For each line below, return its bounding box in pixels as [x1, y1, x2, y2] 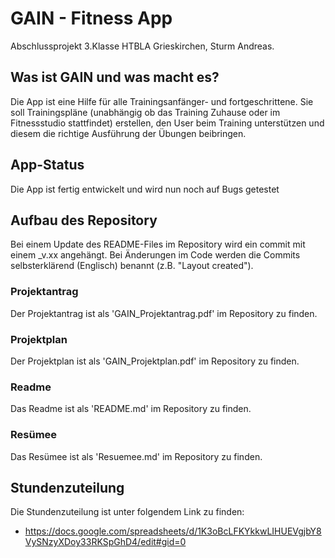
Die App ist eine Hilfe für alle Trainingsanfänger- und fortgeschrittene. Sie [10, 95, 314, 107]
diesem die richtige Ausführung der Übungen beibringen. [10, 127, 247, 139]
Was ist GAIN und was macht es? [10, 69, 220, 86]
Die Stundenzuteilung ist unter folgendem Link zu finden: [10, 506, 245, 518]
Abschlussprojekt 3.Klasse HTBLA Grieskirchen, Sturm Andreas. [10, 40, 275, 52]
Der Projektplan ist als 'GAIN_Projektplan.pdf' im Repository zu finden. [10, 355, 300, 367]
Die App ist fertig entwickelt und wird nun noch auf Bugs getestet [10, 183, 280, 195]
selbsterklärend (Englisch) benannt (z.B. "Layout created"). [10, 260, 254, 272]
